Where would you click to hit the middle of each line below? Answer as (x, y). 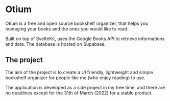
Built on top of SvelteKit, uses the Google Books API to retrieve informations (85, 39)
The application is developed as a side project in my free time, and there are (85, 87)
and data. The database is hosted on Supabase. (56, 44)
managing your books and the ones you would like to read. (67, 28)
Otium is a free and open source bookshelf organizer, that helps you (77, 23)
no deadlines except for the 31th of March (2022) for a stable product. (79, 93)
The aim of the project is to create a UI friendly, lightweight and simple (79, 72)
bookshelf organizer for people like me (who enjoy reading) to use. (75, 78)
